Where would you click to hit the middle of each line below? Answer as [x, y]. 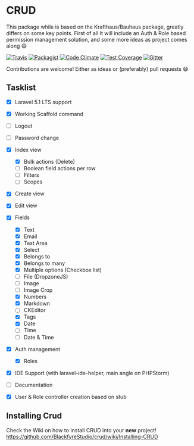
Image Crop [38, 290]
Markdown [37, 304]
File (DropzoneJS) [46, 276]
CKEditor [35, 310]
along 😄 [17, 46]
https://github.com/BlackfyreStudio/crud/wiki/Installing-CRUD [82, 436]
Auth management [37, 349]
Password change [37, 138]
